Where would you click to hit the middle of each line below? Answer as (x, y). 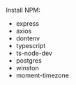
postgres (29, 61)
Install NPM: (23, 10)
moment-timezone (43, 75)
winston (27, 68)
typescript (31, 46)
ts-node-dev (34, 53)
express (27, 23)
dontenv (28, 38)
